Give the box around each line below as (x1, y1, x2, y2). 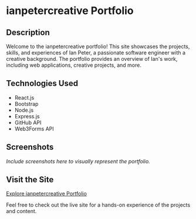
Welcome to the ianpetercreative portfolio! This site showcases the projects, (6, 43, 190, 50)
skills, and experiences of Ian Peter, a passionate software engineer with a (6, 49, 186, 56)
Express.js (14, 112, 40, 119)
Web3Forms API (14, 125, 54, 132)
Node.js (14, 107, 34, 114)
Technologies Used (6, 78, 78, 88)
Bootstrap (14, 100, 39, 107)
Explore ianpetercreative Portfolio (6, 190, 87, 197)
